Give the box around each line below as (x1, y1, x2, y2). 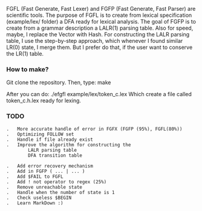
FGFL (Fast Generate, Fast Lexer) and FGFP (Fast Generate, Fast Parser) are (6, 5, 196, 12)
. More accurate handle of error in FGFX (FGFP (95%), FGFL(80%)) (6, 126, 183, 132)
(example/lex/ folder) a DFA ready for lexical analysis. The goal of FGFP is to (6, 18, 197, 25)
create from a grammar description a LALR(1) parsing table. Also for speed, (6, 24, 194, 31)
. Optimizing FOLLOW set (6, 131, 74, 137)
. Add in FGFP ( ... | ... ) (6, 168, 85, 174)
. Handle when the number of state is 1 (6, 189, 115, 195)
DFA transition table (28, 152, 83, 158)
